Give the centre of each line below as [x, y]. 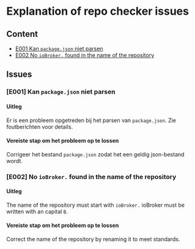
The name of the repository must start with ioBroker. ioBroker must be [96, 205]
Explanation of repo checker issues [98, 11]
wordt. [15, 161]
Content [22, 34]
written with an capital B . [37, 211]
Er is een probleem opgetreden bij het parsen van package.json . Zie [91, 120]
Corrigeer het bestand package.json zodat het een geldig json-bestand [95, 154]
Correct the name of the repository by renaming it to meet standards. [93, 239]
